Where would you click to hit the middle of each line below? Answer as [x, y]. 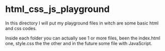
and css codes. [21, 28]
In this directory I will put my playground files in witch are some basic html [82, 23]
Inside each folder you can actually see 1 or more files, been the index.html [83, 38]
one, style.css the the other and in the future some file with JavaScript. [79, 43]
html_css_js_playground [57, 9]
